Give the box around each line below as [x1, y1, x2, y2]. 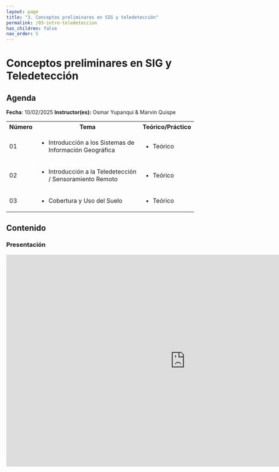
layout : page [6, 8, 39, 15]
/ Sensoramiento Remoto [48, 175, 118, 184]
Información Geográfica [48, 146, 115, 154]
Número [9, 123, 33, 131]
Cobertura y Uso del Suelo [48, 197, 123, 205]
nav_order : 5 [6, 31, 39, 37]
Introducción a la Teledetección [48, 167, 137, 176]
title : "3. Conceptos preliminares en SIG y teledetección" [6, 14, 159, 20]
